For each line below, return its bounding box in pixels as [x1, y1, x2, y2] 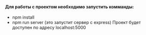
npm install [12, 14, 35, 20]
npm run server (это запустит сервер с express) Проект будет [12, 20, 141, 25]
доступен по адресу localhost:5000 [12, 24, 86, 31]
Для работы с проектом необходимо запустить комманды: [5, 4, 134, 10]
